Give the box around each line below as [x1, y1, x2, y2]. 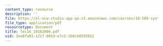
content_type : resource [5, 7, 53, 12]
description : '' [5, 11, 38, 16]
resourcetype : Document [5, 25, 53, 30]
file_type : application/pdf [5, 20, 62, 25]
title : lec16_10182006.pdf [5, 29, 60, 34]
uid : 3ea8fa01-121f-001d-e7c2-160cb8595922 [5, 34, 95, 39]
